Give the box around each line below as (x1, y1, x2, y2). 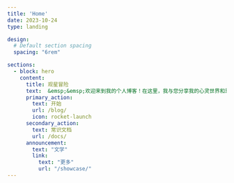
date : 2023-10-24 (7, 17, 58, 24)
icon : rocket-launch (32, 113, 92, 121)
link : (32, 152, 49, 159)
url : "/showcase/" (38, 166, 92, 173)
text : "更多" (38, 159, 75, 166)
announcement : (25, 139, 68, 147)
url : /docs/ (32, 133, 68, 140)
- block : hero (13, 68, 54, 75)
